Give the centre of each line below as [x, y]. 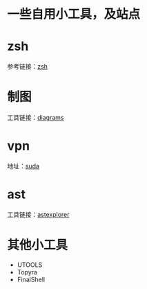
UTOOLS [30, 265]
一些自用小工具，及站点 [74, 14]
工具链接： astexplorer [39, 214]
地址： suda [23, 166]
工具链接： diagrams [36, 118]
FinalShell [31, 279]
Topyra [27, 272]
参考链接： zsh [28, 67]
